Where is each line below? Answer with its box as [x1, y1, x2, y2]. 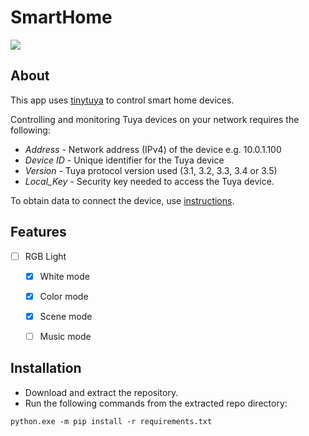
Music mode [39, 330, 92, 342]
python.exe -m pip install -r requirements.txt [10, 416, 213, 426]
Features [10, 224, 67, 241]
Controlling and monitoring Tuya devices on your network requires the [10, 113, 300, 125]
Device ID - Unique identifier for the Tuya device [24, 154, 225, 166]
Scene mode [39, 310, 93, 322]
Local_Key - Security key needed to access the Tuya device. [24, 175, 275, 187]
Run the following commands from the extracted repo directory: [24, 397, 288, 409]
